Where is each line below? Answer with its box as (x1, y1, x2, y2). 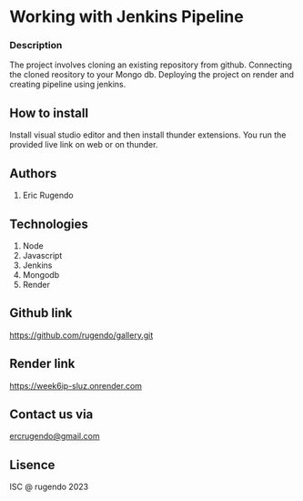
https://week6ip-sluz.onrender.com (9, 380, 143, 391)
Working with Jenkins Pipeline (9, 6, 244, 27)
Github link (9, 305, 73, 321)
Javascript (22, 250, 63, 261)
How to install (9, 105, 89, 120)
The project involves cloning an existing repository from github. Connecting (9, 59, 293, 70)
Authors (9, 166, 57, 181)
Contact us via (9, 406, 94, 422)
